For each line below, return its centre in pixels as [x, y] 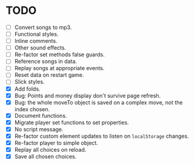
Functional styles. [36, 34]
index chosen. [32, 109]
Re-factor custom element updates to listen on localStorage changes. [101, 136]
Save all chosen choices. [45, 157]
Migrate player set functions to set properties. [72, 122]
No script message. [39, 129]
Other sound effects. [40, 48]
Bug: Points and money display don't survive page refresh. [88, 95]
